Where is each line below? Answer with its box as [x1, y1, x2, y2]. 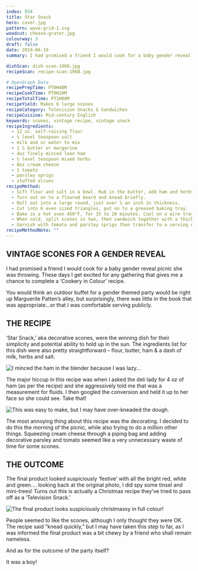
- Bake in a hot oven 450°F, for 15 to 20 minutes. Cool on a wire [11, 211, 181, 217]
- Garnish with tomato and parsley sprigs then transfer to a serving [11, 222, 189, 228]
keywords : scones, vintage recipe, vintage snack [6, 117, 131, 124]
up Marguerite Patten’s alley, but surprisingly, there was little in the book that [6, 295, 192, 302]
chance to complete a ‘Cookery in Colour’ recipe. [6, 277, 126, 284]
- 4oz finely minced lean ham [11, 150, 85, 156]
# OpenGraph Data [6, 79, 49, 86]
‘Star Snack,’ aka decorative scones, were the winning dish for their [6, 334, 170, 341]
